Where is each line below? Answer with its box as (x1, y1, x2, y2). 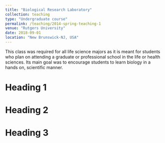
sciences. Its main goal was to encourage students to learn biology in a (5, 59, 151, 65)
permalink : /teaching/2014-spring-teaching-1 (5, 21, 101, 26)
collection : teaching (5, 12, 50, 17)
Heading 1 (5, 82, 47, 93)
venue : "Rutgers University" (5, 26, 66, 31)
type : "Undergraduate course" (5, 16, 68, 21)
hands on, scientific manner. (5, 64, 63, 70)
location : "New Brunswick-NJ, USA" (5, 35, 79, 40)
